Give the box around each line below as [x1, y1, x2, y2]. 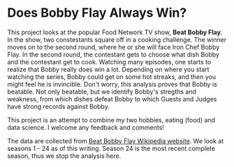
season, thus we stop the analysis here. [7, 152, 122, 160]
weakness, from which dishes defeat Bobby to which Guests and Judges [7, 94, 217, 103]
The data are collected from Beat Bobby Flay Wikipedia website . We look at [7, 136, 224, 145]
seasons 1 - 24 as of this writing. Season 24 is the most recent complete [7, 144, 215, 152]
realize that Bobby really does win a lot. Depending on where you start [7, 65, 210, 73]
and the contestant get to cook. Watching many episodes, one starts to [7, 57, 212, 66]
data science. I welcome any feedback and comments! [7, 123, 164, 131]
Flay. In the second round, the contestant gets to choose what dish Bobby [7, 50, 220, 59]
